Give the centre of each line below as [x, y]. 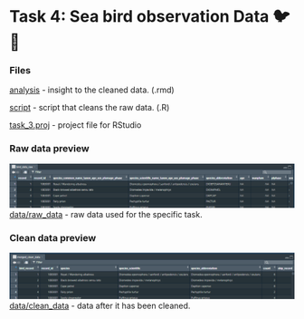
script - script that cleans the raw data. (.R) [90, 108]
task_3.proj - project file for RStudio [76, 125]
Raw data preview [49, 149]
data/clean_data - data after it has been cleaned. [100, 306]
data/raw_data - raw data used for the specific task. [106, 215]
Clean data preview [53, 237]
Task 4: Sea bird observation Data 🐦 [150, 17]
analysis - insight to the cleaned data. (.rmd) [92, 90]
